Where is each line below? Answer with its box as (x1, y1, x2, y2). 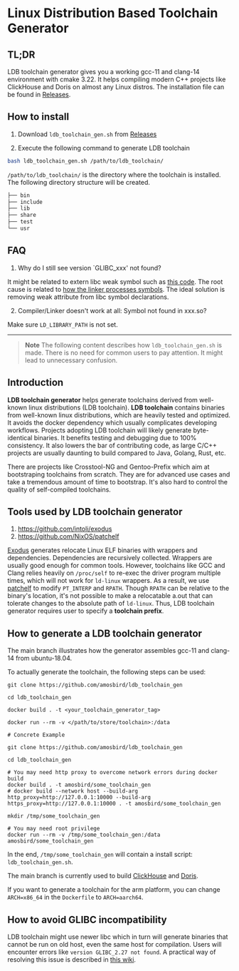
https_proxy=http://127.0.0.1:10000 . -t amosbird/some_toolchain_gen (7, 800, 221, 808)
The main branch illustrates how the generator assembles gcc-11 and (7, 646, 210, 655)
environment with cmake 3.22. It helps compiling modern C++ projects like (7, 75, 226, 83)
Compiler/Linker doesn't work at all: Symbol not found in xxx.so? (17, 306, 207, 315)
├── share (7, 212, 37, 219)
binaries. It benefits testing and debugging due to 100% (33, 433, 197, 442)
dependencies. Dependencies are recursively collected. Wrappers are (7, 554, 213, 562)
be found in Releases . (7, 91, 71, 98)
